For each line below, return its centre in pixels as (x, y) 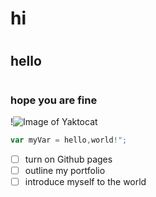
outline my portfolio (65, 170)
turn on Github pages (68, 159)
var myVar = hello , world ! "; (69, 140)
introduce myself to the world (85, 181)
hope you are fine (54, 100)
